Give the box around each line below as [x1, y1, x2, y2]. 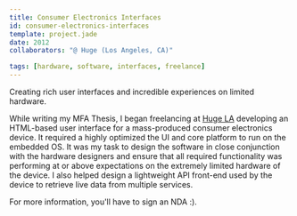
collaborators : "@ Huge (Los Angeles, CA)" [9, 46, 174, 55]
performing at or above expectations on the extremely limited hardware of [9, 161, 281, 171]
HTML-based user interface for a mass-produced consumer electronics [9, 123, 273, 133]
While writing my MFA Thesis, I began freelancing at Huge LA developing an [9, 113, 289, 124]
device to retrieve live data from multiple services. [9, 180, 194, 189]
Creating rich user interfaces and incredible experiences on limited [9, 86, 254, 97]
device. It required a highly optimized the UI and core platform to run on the [9, 132, 287, 142]
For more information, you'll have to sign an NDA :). [9, 196, 198, 207]
